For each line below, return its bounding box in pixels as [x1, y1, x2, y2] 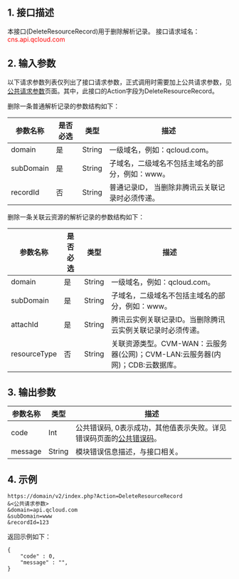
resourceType [11, 348, 58, 358]
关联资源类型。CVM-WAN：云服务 [111, 338, 228, 348]
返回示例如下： [7, 533, 51, 541]
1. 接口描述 [7, 6, 55, 19]
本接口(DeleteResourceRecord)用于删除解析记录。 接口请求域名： [7, 27, 200, 36]
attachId [11, 319, 39, 329]
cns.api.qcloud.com [7, 35, 65, 43]
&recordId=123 [7, 519, 50, 526]
